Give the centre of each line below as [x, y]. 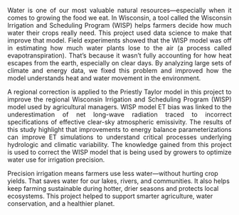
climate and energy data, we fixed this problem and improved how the [119, 71]
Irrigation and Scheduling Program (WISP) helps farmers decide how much [119, 25]
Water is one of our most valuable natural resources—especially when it [119, 10]
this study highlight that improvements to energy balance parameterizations [119, 129]
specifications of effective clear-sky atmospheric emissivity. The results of [119, 122]
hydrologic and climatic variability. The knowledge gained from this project [119, 144]
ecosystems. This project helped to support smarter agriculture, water [110, 196]
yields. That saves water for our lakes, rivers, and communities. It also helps [118, 181]
